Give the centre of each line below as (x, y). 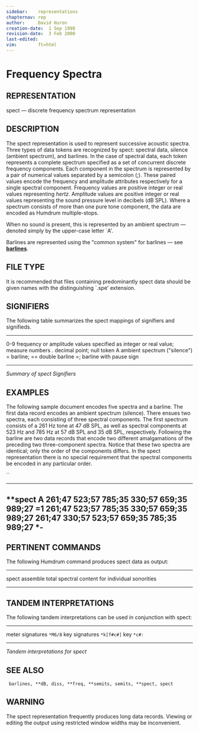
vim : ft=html (32, 45)
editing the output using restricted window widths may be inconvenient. (94, 722)
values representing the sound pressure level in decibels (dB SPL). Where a (98, 200)
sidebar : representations (42, 12)
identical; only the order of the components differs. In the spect (84, 451)
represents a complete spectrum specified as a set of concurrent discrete (96, 162)
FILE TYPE (25, 267)
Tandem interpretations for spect (46, 652)
